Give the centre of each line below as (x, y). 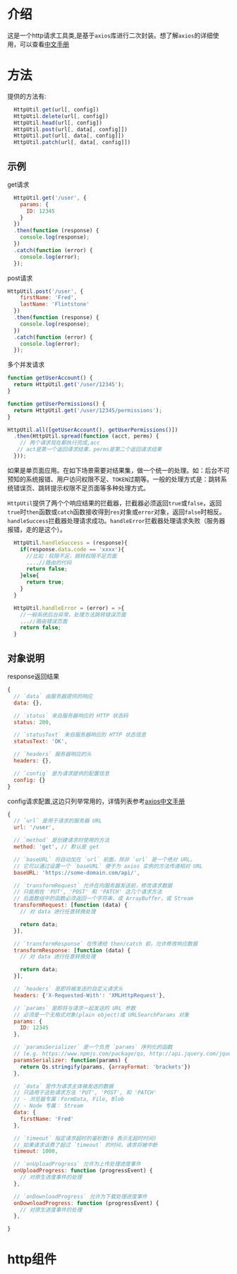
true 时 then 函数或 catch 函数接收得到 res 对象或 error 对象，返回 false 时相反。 (116, 512)
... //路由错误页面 (44, 621)
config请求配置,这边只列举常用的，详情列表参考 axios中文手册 (96, 801)
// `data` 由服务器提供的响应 (53, 696)
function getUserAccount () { (50, 378)
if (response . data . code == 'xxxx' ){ (72, 549)
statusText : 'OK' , (41, 742)
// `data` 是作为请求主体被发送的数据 (64, 1086)
